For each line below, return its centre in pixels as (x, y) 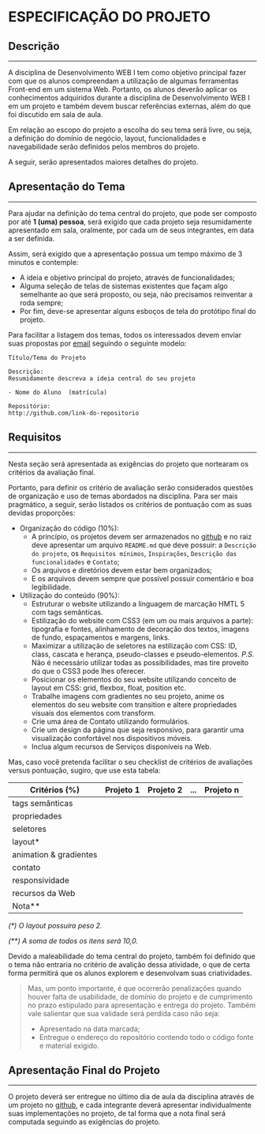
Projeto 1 (123, 789)
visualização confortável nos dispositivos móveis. (112, 738)
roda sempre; (41, 302)
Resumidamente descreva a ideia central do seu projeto (102, 378)
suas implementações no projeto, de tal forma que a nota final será (117, 1113)
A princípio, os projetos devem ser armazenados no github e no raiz (142, 536)
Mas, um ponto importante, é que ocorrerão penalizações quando (134, 988)
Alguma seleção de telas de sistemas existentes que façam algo (124, 285)
